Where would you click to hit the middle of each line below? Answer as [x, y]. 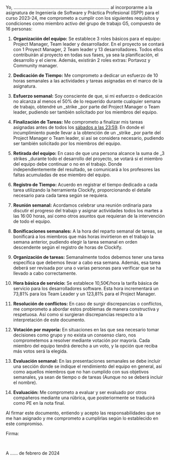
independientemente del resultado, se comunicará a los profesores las [87, 169]
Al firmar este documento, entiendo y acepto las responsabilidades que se [83, 413]
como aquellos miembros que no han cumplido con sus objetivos [81, 372]
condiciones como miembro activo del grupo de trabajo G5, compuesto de [83, 23]
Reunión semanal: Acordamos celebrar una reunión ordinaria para [82, 205]
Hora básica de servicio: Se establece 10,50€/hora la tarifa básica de [86, 283]
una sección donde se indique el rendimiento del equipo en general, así [88, 366]
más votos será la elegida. [40, 351]
